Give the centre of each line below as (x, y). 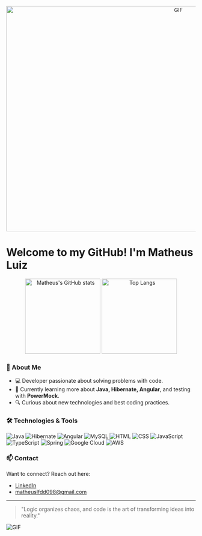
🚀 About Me (24, 367)
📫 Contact (22, 458)
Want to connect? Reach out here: (48, 474)
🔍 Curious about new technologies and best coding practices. (92, 403)
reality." (30, 515)
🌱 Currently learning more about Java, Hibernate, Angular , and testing (103, 389)
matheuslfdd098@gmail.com (51, 492)
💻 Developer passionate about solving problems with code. (89, 381)
